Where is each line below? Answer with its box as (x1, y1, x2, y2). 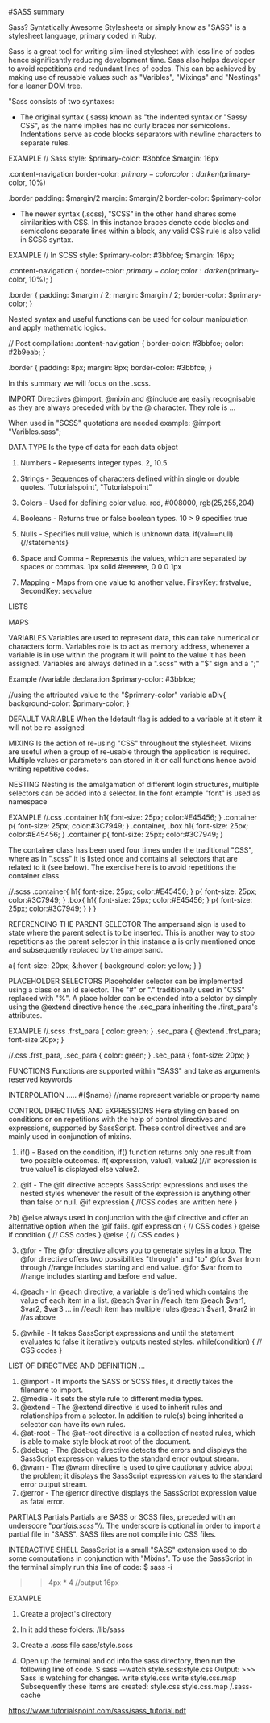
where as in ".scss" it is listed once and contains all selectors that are (8, 854, 238, 863)
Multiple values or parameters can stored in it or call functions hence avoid (8, 756, 257, 765)
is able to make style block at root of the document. (19, 1437, 192, 1446)
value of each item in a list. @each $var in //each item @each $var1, (19, 1295, 246, 1305)
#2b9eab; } (8, 347, 46, 357)
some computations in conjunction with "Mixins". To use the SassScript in (8, 1554, 253, 1563)
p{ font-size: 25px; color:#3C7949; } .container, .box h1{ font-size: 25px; (8, 821, 249, 830)
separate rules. (19, 138, 71, 148)
